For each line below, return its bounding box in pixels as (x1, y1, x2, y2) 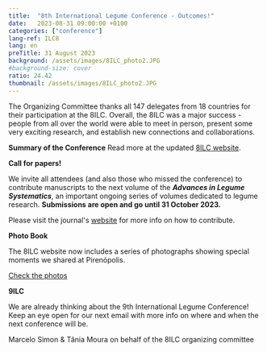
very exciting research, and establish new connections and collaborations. (8, 126, 256, 137)
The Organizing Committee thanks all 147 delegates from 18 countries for (8, 101, 252, 111)
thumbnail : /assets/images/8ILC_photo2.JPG (8, 79, 157, 87)
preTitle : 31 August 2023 (8, 49, 95, 57)
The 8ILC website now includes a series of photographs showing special (8, 246, 250, 256)
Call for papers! (8, 158, 62, 168)
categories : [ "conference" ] (8, 27, 103, 35)
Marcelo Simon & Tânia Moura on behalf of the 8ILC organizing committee (8, 334, 255, 344)
